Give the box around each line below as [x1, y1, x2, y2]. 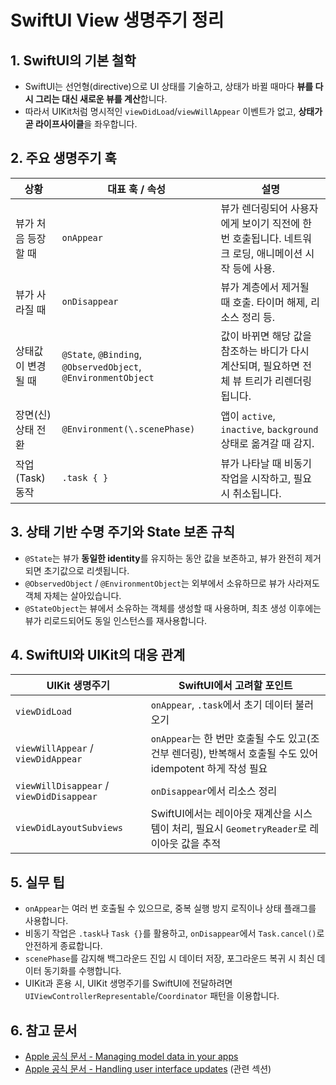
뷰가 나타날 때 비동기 [220, 456, 312, 470]
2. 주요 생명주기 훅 [10, 150, 117, 167]
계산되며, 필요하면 [220, 359, 300, 373]
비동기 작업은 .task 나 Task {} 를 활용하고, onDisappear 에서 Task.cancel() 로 [24, 927, 325, 940]
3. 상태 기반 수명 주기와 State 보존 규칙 [10, 524, 236, 541]
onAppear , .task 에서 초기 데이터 [150, 698, 293, 712]
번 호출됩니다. [220, 231, 282, 245]
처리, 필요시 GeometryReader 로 [171, 822, 308, 836]
